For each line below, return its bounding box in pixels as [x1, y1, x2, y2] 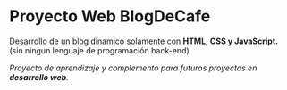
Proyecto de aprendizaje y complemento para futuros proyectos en [9, 62, 257, 73]
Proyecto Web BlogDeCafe [9, 6, 211, 27]
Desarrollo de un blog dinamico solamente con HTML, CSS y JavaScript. [9, 36, 279, 46]
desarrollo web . [9, 71, 69, 82]
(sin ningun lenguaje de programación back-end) [9, 45, 190, 55]
